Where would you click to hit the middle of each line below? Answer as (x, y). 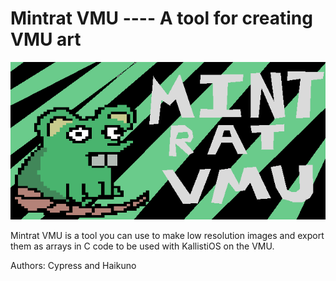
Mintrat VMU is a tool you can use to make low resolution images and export (167, 235)
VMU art (46, 39)
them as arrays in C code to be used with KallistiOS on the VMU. (142, 246)
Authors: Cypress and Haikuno (73, 265)
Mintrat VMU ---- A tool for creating (161, 18)
